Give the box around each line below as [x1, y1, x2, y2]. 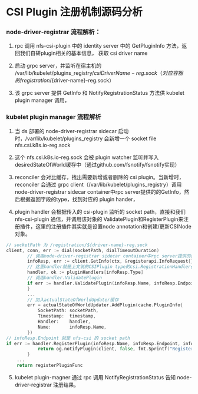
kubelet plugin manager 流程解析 [6, 113, 101, 121]
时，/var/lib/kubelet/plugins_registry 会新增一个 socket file [14, 135, 157, 142]
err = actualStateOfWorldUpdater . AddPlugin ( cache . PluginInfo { [27, 302, 183, 308]
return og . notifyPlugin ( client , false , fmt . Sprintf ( [37, 346, 170, 352]
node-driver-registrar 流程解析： [6, 28, 101, 36]
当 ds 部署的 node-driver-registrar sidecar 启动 [14, 127, 128, 134]
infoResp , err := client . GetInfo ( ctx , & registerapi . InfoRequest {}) [27, 259, 196, 264]
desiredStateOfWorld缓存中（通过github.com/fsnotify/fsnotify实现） [14, 161, 180, 168]
